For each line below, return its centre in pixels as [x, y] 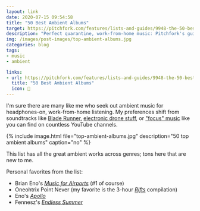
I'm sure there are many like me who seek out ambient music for [85, 105]
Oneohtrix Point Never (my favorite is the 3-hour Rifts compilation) [96, 190]
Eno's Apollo [30, 196]
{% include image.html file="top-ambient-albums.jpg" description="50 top [98, 136]
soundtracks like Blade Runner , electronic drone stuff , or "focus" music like [98, 118]
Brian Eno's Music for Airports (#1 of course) [69, 183]
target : [16, 28]
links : [14, 72]
